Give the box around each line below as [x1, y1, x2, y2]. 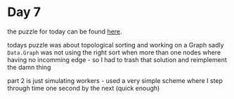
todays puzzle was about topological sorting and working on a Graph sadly [7, 40, 224, 49]
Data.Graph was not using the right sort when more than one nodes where [7, 48, 221, 56]
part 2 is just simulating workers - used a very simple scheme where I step [7, 76, 223, 84]
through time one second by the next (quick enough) [7, 84, 160, 92]
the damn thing [7, 63, 51, 71]
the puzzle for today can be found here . [7, 27, 122, 36]
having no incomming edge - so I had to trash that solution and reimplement [7, 55, 227, 63]
